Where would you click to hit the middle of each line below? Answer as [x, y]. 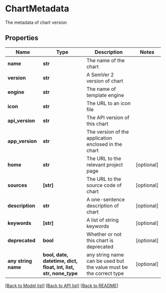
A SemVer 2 [100, 74]
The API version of [108, 117]
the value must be [107, 267]
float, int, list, [59, 267]
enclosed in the [104, 144]
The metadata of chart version [36, 22]
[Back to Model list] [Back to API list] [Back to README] [62, 286]
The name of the [105, 60]
